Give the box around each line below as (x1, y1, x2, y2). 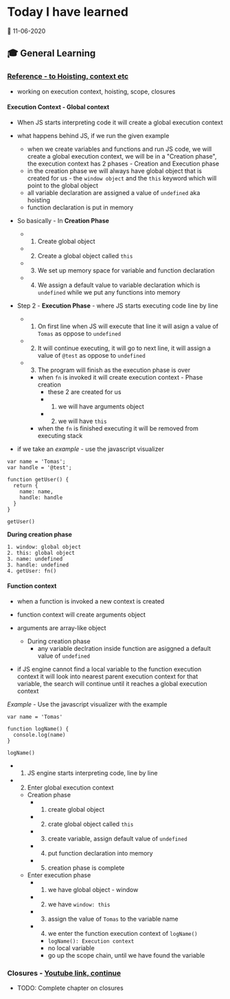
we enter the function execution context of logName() (47, 930, 198, 938)
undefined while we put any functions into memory (37, 288, 181, 296)
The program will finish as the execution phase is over (37, 365, 191, 374)
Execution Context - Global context (7, 103, 110, 111)
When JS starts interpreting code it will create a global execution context (16, 118, 223, 126)
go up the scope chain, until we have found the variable (47, 952, 205, 960)
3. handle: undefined (7, 561, 69, 569)
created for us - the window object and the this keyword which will (27, 174, 217, 182)
